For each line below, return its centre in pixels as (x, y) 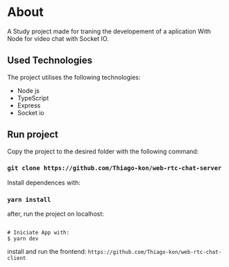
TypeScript (33, 98)
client (17, 258)
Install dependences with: (44, 182)
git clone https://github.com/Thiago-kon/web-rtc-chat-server (114, 168)
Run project (33, 135)
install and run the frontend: (47, 252)
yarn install (29, 199)
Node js (28, 90)
